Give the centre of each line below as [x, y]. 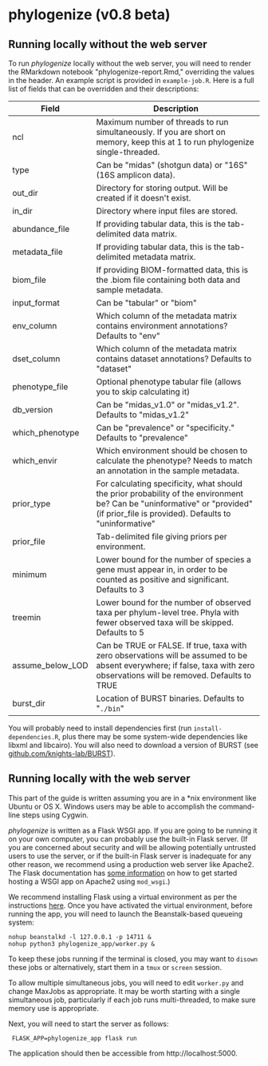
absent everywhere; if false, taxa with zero [175, 665]
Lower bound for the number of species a [173, 559]
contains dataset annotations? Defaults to [174, 359]
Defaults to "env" [128, 336]
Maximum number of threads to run [162, 122]
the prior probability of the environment [169, 493]
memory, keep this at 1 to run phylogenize [175, 142]
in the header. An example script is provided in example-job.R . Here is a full [131, 80]
